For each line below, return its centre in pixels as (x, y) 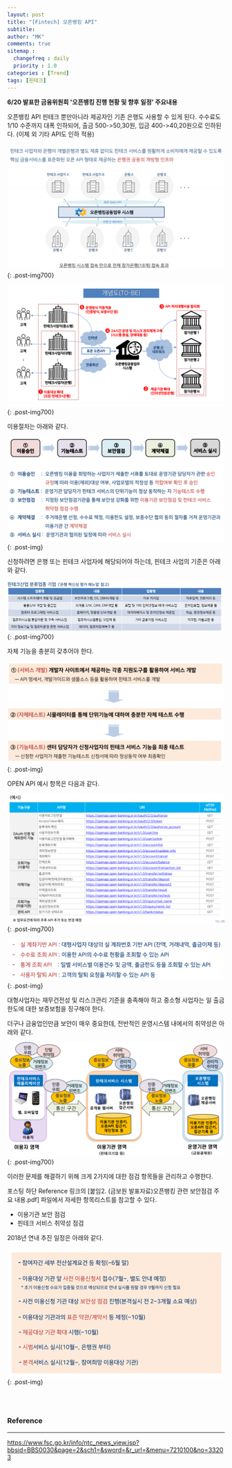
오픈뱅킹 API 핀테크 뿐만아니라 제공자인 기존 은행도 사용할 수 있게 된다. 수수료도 (114, 116)
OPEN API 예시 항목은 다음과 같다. (54, 784)
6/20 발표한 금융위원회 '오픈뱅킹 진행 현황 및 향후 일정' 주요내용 (93, 102)
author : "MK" (26, 37)
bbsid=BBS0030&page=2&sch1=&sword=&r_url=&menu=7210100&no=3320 (115, 1450)
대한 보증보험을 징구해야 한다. (65, 1009)
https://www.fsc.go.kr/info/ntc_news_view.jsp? (73, 1442)
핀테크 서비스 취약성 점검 (50, 1223)
